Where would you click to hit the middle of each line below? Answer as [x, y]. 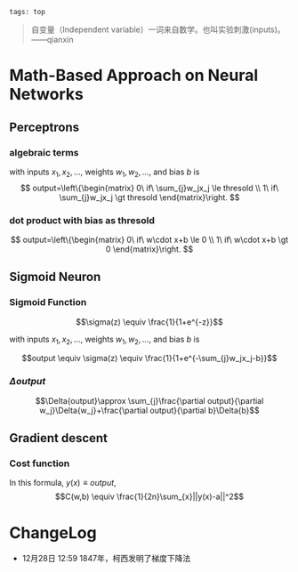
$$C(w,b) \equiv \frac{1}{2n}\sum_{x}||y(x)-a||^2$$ [149, 496]
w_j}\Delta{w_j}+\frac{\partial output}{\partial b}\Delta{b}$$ [149, 410]
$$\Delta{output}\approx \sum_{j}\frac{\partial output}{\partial [149, 400]
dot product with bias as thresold [82, 220]
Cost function [40, 463]
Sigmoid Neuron [55, 277]
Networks [47, 95]
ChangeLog [53, 532]
